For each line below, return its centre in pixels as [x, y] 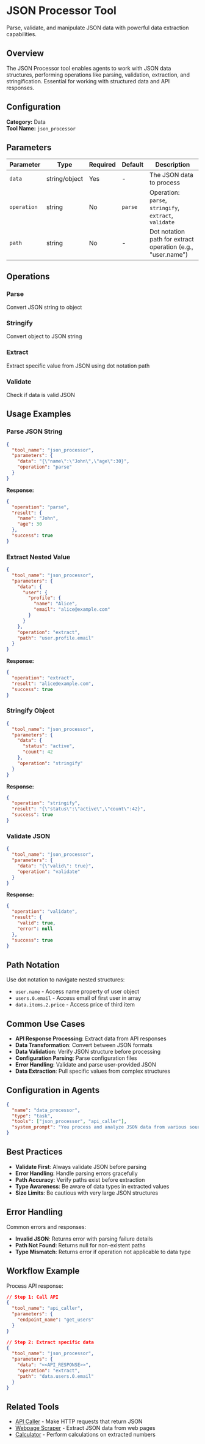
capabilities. [21, 34]
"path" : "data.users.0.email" [56, 1376]
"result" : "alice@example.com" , [53, 684]
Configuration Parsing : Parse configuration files [76, 1058]
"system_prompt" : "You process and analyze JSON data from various [99, 1127]
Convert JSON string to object [44, 308]
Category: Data [26, 122]
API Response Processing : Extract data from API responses [91, 1038]
